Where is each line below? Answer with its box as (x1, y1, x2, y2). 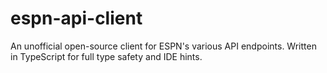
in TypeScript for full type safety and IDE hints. (10, 50, 203, 62)
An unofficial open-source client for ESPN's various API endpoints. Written (10, 40, 317, 52)
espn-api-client (10, 7, 143, 30)
